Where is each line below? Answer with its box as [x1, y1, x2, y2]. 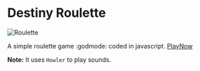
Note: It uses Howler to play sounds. [7, 55, 112, 64]
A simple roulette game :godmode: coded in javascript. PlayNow [7, 41, 193, 50]
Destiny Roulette [7, 5, 107, 21]
